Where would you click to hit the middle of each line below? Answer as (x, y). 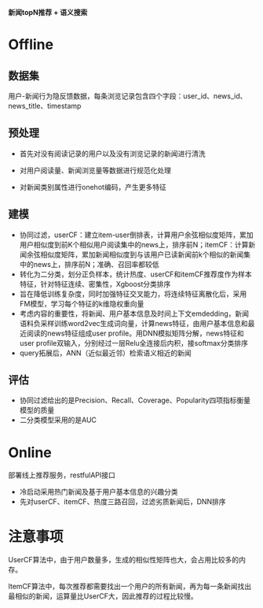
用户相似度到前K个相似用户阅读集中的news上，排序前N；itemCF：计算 (134, 244)
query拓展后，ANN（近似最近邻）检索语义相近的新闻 (105, 353)
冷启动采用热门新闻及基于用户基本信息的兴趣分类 (99, 492)
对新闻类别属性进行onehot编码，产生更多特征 (93, 187)
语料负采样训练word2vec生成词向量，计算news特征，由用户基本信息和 (134, 323)
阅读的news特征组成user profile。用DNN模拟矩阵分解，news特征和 (135, 333)
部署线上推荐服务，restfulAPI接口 (62, 475)
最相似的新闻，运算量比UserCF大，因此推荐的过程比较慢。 (103, 596)
